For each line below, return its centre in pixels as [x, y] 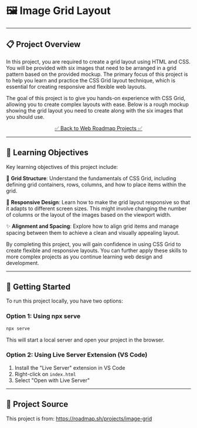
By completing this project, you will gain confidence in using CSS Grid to [94, 244]
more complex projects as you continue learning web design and [84, 257]
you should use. [26, 117]
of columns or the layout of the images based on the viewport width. [89, 214]
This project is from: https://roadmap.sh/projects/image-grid [79, 419]
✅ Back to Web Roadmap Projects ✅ [98, 128]
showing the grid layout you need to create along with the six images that [95, 110]
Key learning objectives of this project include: [62, 167]
